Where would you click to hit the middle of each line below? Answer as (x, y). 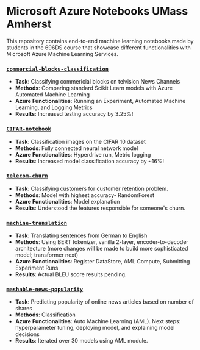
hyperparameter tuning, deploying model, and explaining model (95, 328)
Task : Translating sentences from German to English (81, 235)
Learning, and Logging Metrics (54, 107)
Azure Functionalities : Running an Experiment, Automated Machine (100, 101)
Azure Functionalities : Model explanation (67, 201)
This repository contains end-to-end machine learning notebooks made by (100, 41)
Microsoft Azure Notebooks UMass (97, 11)
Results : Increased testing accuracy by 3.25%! (74, 114)
